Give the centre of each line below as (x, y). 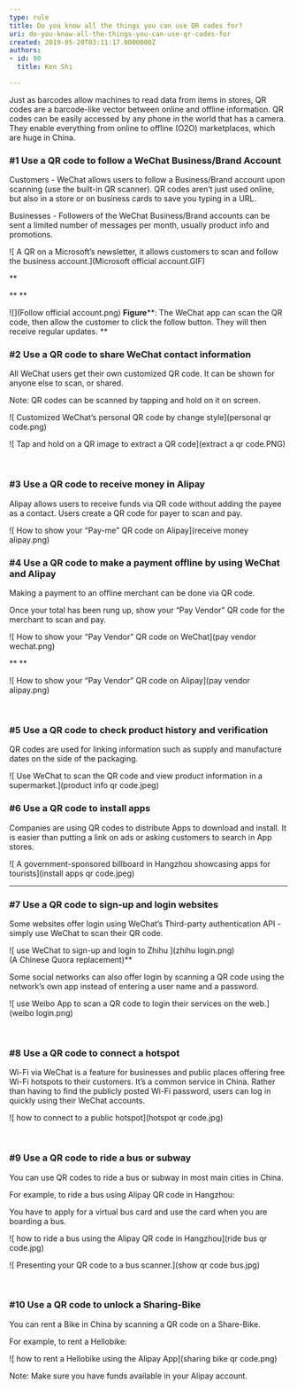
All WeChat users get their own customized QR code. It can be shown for (142, 374)
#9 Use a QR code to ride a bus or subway (100, 1158)
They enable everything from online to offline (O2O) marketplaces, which (142, 128)
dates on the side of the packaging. (74, 759)
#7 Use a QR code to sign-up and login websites (114, 904)
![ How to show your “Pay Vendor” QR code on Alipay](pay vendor (129, 681)
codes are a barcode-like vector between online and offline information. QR (147, 109)
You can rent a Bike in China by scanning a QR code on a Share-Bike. (135, 1324)
